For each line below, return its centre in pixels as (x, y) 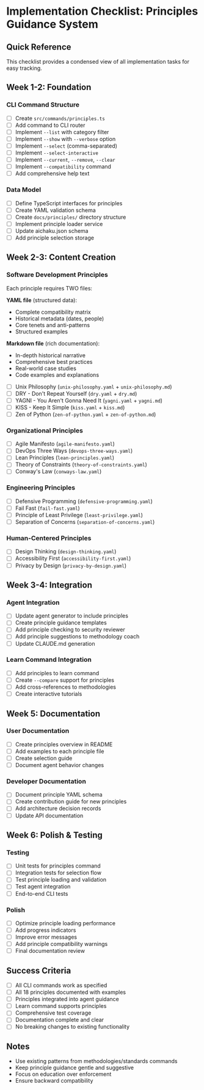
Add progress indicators (46, 930)
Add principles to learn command (57, 673)
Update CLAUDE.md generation (55, 643)
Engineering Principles (41, 488)
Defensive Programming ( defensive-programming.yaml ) (84, 501)
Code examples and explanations (57, 374)
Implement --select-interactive (57, 153)
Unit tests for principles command (58, 866)
